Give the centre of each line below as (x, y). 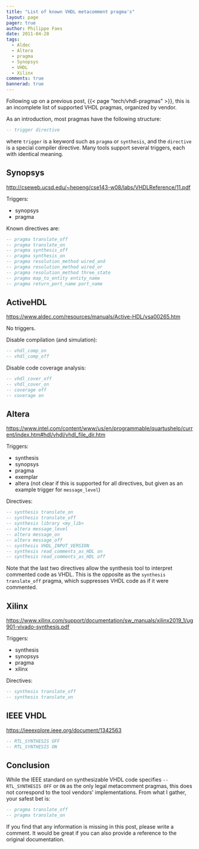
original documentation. (35, 839)
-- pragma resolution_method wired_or (54, 267)
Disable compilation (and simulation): (52, 340)
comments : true (25, 78)
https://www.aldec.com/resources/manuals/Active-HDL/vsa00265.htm (93, 317)
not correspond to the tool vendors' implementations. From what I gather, (96, 792)
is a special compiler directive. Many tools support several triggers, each (96, 148)
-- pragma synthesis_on (36, 256)
